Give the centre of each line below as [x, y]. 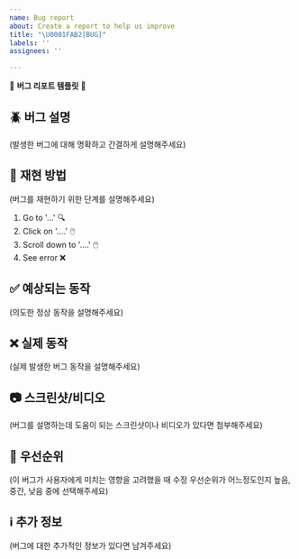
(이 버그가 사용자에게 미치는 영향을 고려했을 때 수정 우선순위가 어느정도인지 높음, [150, 480]
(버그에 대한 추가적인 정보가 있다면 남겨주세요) [91, 545]
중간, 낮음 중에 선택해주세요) [59, 491]
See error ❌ [44, 257]
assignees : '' [36, 51]
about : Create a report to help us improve [92, 26]
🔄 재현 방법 [38, 175]
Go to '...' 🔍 [44, 217]
